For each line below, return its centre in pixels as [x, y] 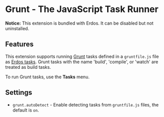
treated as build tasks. [28, 67]
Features [19, 44]
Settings [19, 93]
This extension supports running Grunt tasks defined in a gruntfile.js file [82, 56]
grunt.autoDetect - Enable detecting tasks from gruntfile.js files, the [86, 104]
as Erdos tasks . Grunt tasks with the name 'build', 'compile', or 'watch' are [82, 62]
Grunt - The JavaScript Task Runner [82, 9]
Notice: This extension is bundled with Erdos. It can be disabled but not [79, 23]
